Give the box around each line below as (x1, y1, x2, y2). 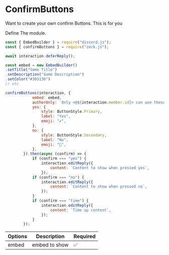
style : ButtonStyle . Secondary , (41, 133, 107, 138)
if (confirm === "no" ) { (32, 175, 84, 180)
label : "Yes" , (41, 114, 71, 119)
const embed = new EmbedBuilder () (5, 62, 78, 68)
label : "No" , (41, 137, 69, 142)
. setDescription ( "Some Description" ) (5, 72, 84, 77)
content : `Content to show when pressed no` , (50, 184, 147, 189)
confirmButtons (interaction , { (5, 90, 71, 95)
